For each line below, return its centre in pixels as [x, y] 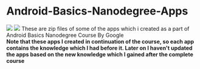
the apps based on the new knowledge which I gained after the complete [100, 54]
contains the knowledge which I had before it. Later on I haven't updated [99, 48]
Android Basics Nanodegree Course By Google [65, 35]
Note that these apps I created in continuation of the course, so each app [100, 41]
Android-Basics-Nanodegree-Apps [97, 11]
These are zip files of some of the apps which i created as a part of [105, 28]
